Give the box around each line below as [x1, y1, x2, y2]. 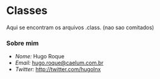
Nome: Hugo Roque [15, 53, 65, 60]
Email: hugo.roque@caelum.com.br [15, 59, 104, 67]
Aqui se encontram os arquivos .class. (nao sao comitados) [6, 24, 155, 31]
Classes [6, 4, 48, 18]
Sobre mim [6, 39, 39, 47]
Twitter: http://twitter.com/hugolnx [15, 66, 101, 73]
